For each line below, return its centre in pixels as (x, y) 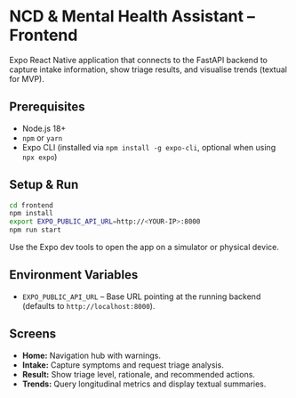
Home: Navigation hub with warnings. (92, 355)
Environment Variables (74, 275)
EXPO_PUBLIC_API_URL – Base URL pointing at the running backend (141, 296)
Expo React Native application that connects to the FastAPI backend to (139, 60)
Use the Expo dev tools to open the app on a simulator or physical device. (144, 248)
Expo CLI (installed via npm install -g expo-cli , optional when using (149, 147)
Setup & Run (44, 185)
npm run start (36, 230)
